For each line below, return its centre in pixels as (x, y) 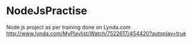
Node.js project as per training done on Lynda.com (69, 27)
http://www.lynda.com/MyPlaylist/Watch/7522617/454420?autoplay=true (96, 33)
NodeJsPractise (47, 11)
